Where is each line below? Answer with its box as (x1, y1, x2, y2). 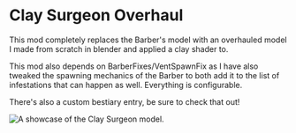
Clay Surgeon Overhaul (9, 5, 184, 26)
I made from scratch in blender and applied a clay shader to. (9, 43, 229, 54)
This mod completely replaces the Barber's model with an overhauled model (9, 34, 287, 45)
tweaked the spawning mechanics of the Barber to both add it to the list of (9, 70, 280, 80)
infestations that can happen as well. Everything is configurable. (9, 79, 243, 90)
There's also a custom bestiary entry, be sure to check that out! (9, 96, 240, 107)
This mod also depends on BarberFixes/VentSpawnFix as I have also (9, 61, 259, 71)
